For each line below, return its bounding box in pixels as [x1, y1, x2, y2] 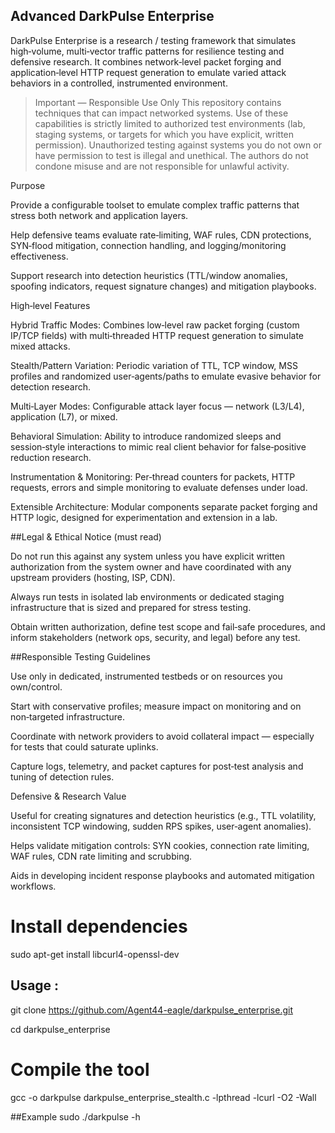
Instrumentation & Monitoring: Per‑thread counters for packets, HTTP [10, 470, 296, 483]
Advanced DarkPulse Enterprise [10, 8, 215, 25]
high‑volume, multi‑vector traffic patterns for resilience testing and [10, 45, 285, 57]
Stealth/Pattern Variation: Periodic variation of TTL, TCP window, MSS [10, 359, 298, 371]
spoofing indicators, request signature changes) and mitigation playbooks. [10, 280, 317, 292]
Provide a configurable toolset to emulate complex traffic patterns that [10, 199, 300, 211]
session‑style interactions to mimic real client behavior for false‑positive [10, 440, 307, 453]
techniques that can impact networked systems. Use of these [34, 107, 289, 119]
